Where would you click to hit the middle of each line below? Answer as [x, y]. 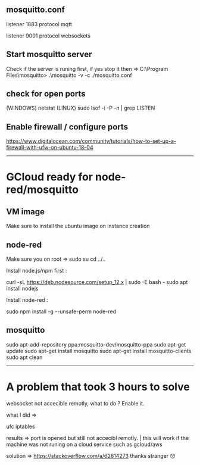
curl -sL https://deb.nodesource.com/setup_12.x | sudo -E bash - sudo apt [97, 282]
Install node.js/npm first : [37, 271]
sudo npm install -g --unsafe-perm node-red [61, 311]
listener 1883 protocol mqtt [39, 24]
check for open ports [46, 94]
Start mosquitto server [49, 54]
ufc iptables [21, 426]
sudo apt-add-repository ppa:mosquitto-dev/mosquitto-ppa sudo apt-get [96, 344]
